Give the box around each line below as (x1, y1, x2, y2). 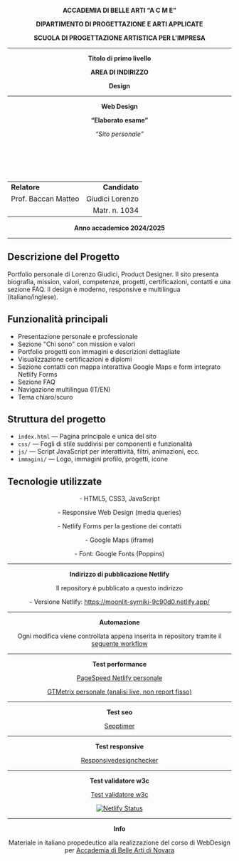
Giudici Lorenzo (86, 194, 139, 204)
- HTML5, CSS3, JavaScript (79, 494, 160, 503)
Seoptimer (104, 722, 135, 731)
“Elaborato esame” (90, 116, 149, 124)
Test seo (106, 708, 133, 716)
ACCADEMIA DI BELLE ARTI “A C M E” (63, 6, 176, 14)
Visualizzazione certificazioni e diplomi (17, 355, 132, 363)
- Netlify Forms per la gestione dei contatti (57, 522, 182, 531)
